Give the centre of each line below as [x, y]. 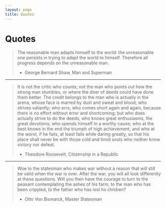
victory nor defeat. [36, 145]
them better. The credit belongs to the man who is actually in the [83, 98]
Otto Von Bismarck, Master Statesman [63, 199]
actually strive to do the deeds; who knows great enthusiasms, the [85, 118]
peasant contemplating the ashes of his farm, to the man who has [84, 184]
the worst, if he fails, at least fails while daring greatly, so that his [83, 134]
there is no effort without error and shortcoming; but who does [81, 113]
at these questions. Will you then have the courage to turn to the [83, 179]
